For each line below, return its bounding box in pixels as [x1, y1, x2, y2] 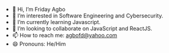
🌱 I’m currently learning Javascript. [12, 19, 101, 25]
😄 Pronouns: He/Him [12, 40, 66, 48]
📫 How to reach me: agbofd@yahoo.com [12, 32, 118, 39]
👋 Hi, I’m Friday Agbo [12, 6, 66, 13]
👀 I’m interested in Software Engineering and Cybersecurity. [12, 12, 163, 19]
